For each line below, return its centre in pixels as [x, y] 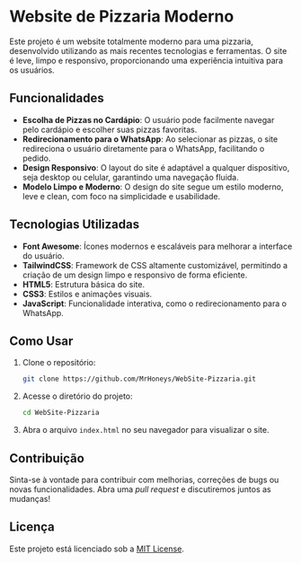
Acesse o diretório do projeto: [77, 396]
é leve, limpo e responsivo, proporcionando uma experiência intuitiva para [146, 60]
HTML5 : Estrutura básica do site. [84, 284]
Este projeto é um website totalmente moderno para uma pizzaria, [131, 41]
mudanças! [30, 498]
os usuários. [32, 70]
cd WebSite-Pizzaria [61, 413]
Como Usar [41, 341]
